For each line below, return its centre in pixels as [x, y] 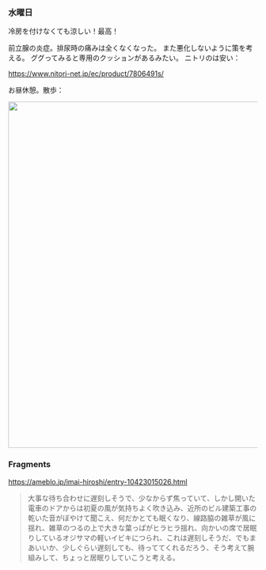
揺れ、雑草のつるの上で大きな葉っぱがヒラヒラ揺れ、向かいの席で [135, 527]
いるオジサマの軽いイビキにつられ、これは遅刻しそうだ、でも [149, 538]
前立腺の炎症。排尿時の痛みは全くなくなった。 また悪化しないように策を [127, 48]
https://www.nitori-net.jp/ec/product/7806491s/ [86, 74]
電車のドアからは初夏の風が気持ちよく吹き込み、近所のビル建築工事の [142, 507]
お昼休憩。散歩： [36, 90]
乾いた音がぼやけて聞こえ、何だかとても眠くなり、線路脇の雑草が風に [142, 518]
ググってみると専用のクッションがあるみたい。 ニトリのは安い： [135, 58]
